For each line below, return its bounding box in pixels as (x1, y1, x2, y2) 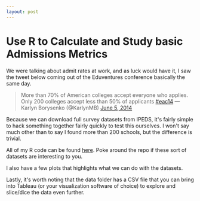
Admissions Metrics (6, 47, 108, 60)
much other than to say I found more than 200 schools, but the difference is (6, 128, 193, 135)
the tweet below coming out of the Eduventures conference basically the (6, 73, 185, 81)
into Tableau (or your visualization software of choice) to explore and (6, 182, 176, 189)
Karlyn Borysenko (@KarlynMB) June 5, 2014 (20, 104, 133, 111)
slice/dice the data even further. (6, 188, 85, 196)
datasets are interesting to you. (6, 153, 82, 160)
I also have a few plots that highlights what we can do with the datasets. (6, 164, 183, 171)
